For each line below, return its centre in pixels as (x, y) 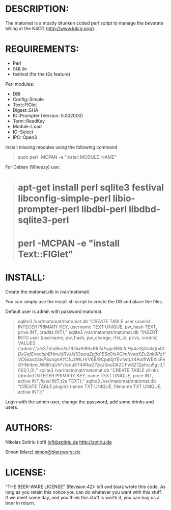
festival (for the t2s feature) (41, 74)
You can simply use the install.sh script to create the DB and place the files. (84, 302)
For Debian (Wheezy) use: (33, 167)
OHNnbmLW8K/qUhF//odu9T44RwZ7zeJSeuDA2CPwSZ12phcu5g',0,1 (91, 365)
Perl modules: (20, 84)
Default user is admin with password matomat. (54, 311)
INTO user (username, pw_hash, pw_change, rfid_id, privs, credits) (88, 338)
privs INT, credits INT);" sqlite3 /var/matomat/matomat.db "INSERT (88, 332)
